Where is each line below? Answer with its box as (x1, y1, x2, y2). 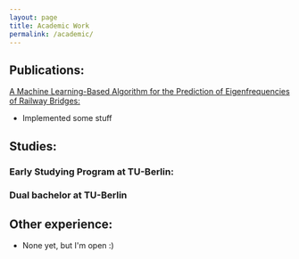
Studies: (9, 139, 57, 154)
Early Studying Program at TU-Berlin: (9, 166, 174, 178)
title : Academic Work (9, 21, 90, 30)
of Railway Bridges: (9, 95, 80, 107)
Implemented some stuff (21, 113, 112, 124)
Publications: (9, 62, 85, 77)
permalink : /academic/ (9, 29, 94, 38)
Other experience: (9, 216, 113, 231)
